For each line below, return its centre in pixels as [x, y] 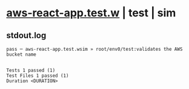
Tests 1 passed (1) [31, 70]
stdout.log [26, 35]
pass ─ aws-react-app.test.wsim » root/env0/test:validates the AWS [94, 49]
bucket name [21, 54]
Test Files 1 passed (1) [38, 76]
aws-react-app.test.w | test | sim [91, 13]
